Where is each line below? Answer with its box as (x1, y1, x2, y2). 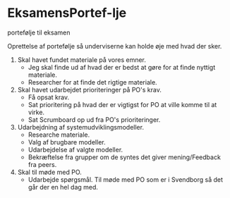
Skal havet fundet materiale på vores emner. (17, 55, 147, 64)
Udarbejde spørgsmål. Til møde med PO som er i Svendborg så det (28, 175, 224, 184)
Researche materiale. (28, 130, 90, 139)
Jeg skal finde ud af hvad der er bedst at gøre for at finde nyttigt (28, 63, 216, 71)
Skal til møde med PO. (17, 168, 83, 176)
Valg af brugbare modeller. (28, 137, 106, 146)
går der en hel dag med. (28, 182, 99, 191)
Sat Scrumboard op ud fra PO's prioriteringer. (28, 115, 161, 124)
